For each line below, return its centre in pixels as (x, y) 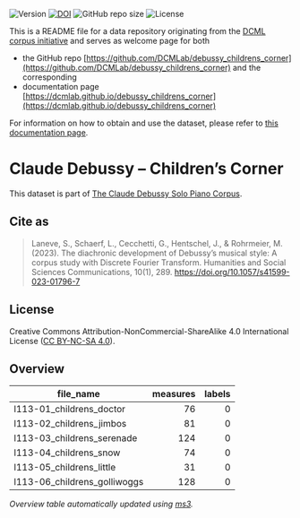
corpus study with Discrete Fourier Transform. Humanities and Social (159, 262)
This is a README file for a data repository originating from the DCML (137, 31)
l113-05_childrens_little (65, 468)
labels (218, 394)
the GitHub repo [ (54, 58)
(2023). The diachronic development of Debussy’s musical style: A (154, 253)
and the (247, 68)
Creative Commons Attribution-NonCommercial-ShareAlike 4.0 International (149, 331)
